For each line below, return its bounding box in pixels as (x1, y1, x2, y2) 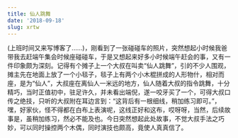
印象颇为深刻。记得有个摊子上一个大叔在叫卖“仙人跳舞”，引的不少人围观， (13, 62, 230, 70)
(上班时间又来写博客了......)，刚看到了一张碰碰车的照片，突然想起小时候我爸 (7, 44, 228, 52)
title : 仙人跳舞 (7, 10, 51, 18)
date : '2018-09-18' (7, 17, 65, 24)
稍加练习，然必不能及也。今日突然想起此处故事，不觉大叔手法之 (31, 115, 218, 123)
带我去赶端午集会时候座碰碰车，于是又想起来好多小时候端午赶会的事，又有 (7, 52, 225, 61)
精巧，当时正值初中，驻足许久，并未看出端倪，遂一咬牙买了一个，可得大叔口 (7, 88, 231, 96)
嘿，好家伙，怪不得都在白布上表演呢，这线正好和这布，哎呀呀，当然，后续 (7, 105, 225, 114)
